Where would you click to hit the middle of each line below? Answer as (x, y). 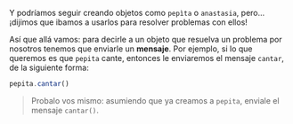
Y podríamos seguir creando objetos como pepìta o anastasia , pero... (137, 13)
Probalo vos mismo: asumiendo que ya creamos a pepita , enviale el (155, 100)
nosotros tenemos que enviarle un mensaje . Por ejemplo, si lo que (131, 49)
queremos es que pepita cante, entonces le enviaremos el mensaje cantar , (147, 58)
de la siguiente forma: (49, 67)
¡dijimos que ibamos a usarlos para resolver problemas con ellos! (128, 22)
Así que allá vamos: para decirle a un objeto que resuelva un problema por (146, 39)
